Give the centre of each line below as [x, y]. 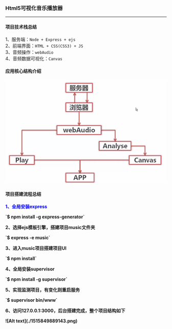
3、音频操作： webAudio [29, 52]
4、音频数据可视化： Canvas [34, 58]
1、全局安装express [26, 207]
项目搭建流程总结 [23, 194]
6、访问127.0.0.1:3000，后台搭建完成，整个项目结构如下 [65, 311]
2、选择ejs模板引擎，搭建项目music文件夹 [50, 227]
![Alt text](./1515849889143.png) [41, 321]
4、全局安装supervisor [30, 269]
